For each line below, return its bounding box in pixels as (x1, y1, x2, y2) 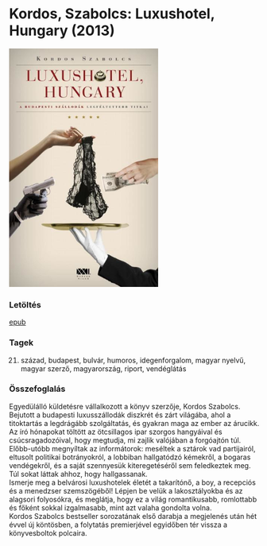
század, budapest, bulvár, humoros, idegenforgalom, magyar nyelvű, (20, 355, 246, 365)
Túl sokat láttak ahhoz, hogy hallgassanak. (9, 469, 148, 478)
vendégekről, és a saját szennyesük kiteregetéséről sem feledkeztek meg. (9, 460, 251, 470)
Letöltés (9, 299, 42, 310)
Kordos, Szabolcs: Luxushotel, (9, 5, 215, 23)
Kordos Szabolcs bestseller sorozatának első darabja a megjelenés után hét (9, 511, 257, 521)
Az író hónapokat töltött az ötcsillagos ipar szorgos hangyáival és (9, 427, 222, 436)
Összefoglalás (9, 383, 66, 394)
